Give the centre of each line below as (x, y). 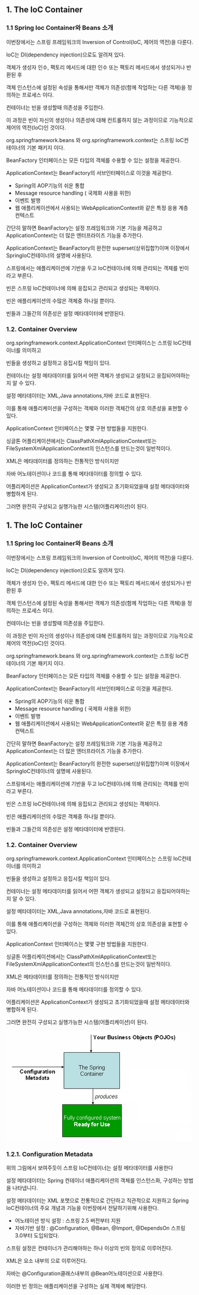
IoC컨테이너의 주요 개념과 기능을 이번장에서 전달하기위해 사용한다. (83, 1208)
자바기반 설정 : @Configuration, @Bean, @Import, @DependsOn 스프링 (100, 1228)
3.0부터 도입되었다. (37, 1236)
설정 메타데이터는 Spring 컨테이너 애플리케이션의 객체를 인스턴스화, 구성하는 (94, 1181)
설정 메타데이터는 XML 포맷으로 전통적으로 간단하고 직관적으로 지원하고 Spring (97, 1200)
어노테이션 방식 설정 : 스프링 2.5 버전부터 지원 (67, 1221)
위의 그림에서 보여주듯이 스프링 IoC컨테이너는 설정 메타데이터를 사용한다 (90, 1168)
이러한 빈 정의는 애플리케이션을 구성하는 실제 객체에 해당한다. (77, 1286)
